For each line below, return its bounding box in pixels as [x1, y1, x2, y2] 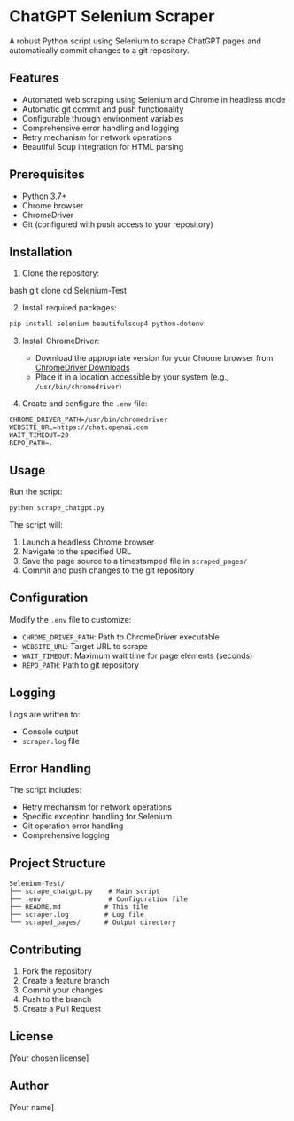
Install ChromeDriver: [21, 335, 100, 347]
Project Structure [9, 856, 106, 871]
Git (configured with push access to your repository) [21, 219, 214, 230]
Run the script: [9, 486, 63, 498]
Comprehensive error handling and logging [21, 122, 180, 133]
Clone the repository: [21, 268, 100, 278]
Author [9, 1078, 49, 1094]
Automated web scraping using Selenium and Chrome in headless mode [21, 94, 286, 105]
